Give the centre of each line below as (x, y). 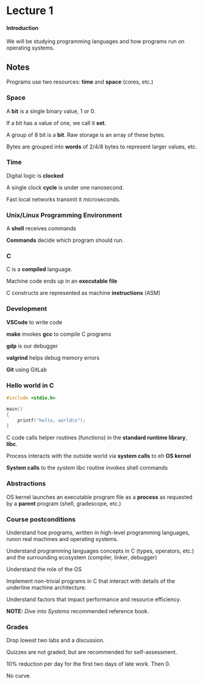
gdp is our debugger (32, 346)
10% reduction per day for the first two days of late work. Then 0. (88, 664)
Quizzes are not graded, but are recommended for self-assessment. (92, 652)
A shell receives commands (41, 228)
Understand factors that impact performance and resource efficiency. (94, 599)
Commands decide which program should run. (65, 240)
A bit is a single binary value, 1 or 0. (51, 111)
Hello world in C (30, 385)
